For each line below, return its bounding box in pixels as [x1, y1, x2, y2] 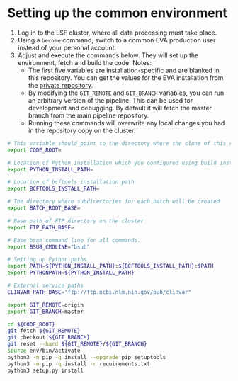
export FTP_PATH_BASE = [7, 224, 74, 231]
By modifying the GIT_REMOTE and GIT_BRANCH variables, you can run [28, 89, 225, 97]
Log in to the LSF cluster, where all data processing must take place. [17, 28, 217, 37]
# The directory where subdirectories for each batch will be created [7, 198, 220, 205]
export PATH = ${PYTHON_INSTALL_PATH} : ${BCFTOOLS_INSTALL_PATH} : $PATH [7, 263, 214, 270]
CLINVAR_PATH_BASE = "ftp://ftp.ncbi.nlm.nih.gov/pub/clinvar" [7, 288, 192, 295]
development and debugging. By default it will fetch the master [28, 103, 212, 112]
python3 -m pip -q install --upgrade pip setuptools [7, 353, 166, 360]
